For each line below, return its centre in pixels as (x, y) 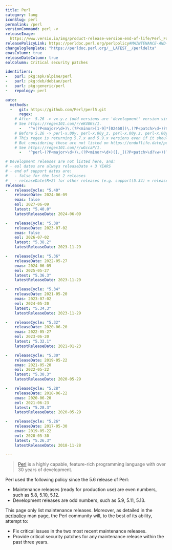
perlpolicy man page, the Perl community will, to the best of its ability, (79, 516)
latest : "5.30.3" (33, 374)
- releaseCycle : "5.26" (33, 421)
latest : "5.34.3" (33, 308)
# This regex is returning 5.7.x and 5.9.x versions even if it (84, 138)
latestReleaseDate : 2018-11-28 (48, 445)
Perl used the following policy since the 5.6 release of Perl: (67, 480)
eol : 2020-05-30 (32, 436)
